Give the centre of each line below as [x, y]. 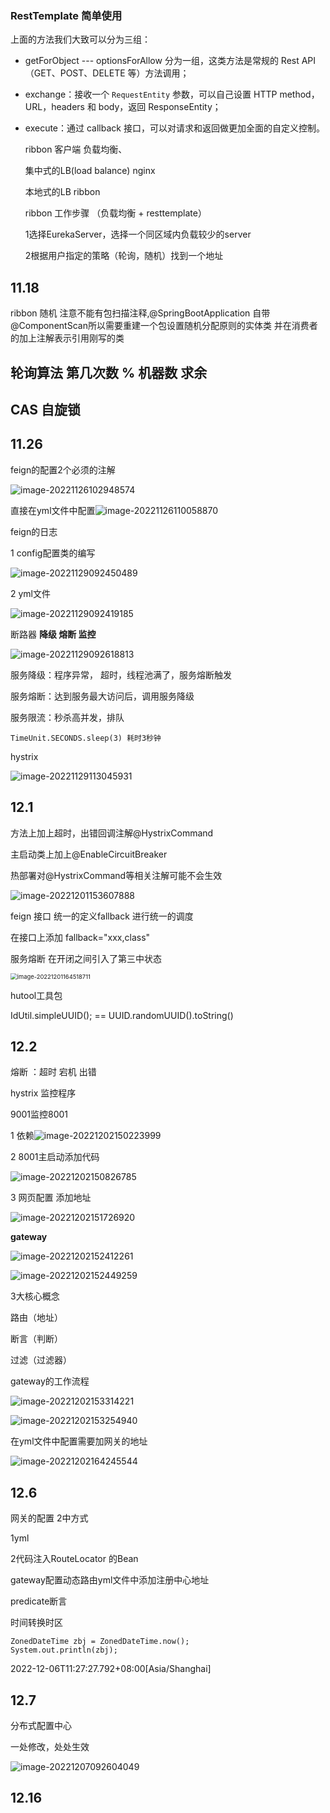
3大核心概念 [35, 1296]
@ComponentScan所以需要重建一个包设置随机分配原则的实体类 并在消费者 [164, 326]
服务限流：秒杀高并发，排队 [67, 717]
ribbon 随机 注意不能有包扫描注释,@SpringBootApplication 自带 [140, 313]
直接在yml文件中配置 [53, 510]
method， [299, 94]
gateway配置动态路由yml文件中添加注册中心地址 [110, 1580]
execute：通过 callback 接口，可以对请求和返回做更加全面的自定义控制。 [174, 128]
